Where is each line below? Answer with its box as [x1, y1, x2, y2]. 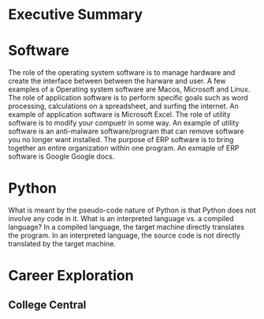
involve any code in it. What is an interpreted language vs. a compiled [8, 214, 234, 223]
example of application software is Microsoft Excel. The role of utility [8, 110, 231, 119]
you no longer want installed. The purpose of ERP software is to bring [8, 135, 234, 144]
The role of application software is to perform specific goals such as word [8, 93, 248, 103]
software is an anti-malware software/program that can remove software [8, 126, 244, 136]
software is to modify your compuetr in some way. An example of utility [8, 118, 240, 128]
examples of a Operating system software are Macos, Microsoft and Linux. [8, 84, 251, 94]
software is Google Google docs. [8, 152, 115, 161]
